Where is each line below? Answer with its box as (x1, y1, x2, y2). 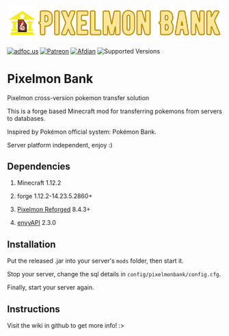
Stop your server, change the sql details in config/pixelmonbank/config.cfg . (7, 270, 221, 278)
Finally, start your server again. (7, 283, 94, 291)
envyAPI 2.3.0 (16, 219, 57, 227)
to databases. (7, 114, 46, 122)
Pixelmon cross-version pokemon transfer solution (7, 93, 150, 101)
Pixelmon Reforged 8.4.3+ (16, 205, 91, 214)
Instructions (7, 303, 60, 315)
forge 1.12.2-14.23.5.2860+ (16, 192, 93, 200)
